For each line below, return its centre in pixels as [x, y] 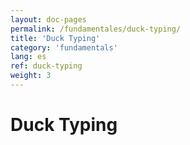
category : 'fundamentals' [64, 47]
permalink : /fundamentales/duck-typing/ [96, 29]
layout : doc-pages [48, 19]
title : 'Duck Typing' [55, 38]
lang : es [28, 57]
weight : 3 [31, 76]
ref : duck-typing [46, 66]
